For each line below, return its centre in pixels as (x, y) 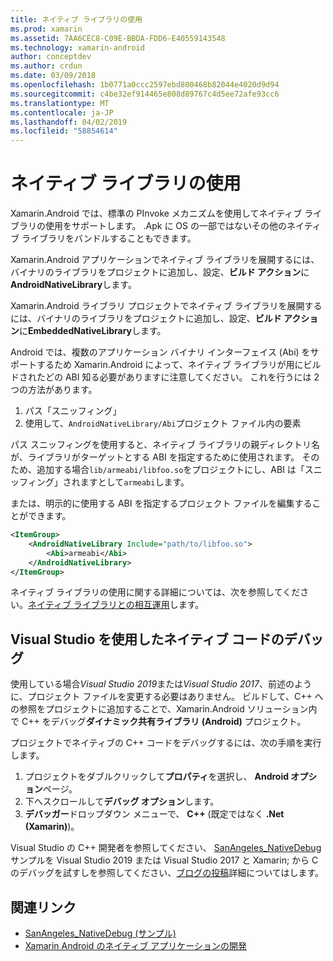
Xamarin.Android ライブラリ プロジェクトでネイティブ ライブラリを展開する (166, 306)
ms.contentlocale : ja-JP (62, 112)
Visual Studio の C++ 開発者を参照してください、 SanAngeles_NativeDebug (166, 848)
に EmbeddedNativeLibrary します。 (93, 331)
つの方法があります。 (54, 390)
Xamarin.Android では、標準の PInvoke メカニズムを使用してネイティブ (156, 213)
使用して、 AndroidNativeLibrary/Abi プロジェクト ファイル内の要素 (163, 423)
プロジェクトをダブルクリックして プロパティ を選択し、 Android (157, 777)
